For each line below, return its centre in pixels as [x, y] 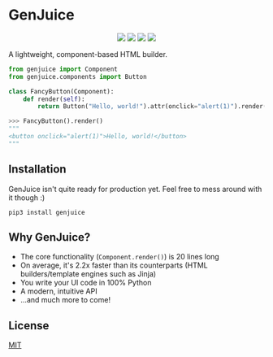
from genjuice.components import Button [78, 76]
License [29, 326]
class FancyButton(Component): [61, 91]
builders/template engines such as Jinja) [88, 274]
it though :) [27, 198]
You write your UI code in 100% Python [86, 283]
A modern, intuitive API [58, 291]
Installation [37, 170]
